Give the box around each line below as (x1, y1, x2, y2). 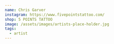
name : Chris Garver (5, 7, 46, 13)
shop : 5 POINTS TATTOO (5, 17, 53, 22)
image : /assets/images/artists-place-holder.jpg (5, 21, 109, 27)
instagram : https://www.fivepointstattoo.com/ (5, 12, 105, 17)
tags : (5, 26, 16, 31)
